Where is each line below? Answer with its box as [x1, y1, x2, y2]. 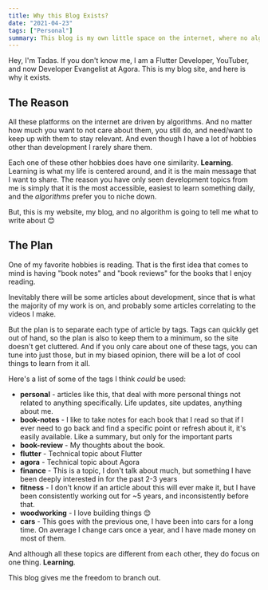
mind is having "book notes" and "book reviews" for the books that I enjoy [8, 268, 252, 277]
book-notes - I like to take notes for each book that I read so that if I [19, 415, 244, 424]
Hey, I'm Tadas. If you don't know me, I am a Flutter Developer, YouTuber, [8, 56, 250, 65]
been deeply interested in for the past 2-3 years [19, 474, 178, 483]
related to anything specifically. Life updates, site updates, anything [19, 398, 242, 407]
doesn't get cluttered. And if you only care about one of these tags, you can [8, 341, 258, 351]
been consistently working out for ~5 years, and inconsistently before [19, 491, 249, 501]
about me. [19, 406, 53, 415]
